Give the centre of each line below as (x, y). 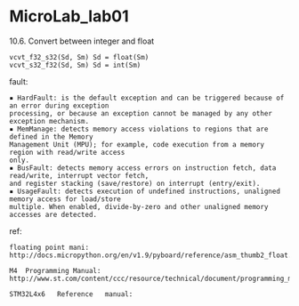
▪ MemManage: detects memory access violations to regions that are (139, 129)
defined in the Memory (51, 137)
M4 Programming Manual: (55, 270)
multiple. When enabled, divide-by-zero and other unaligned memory (139, 206)
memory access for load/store (65, 199)
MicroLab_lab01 (69, 16)
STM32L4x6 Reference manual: (71, 294)
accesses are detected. (53, 214)
